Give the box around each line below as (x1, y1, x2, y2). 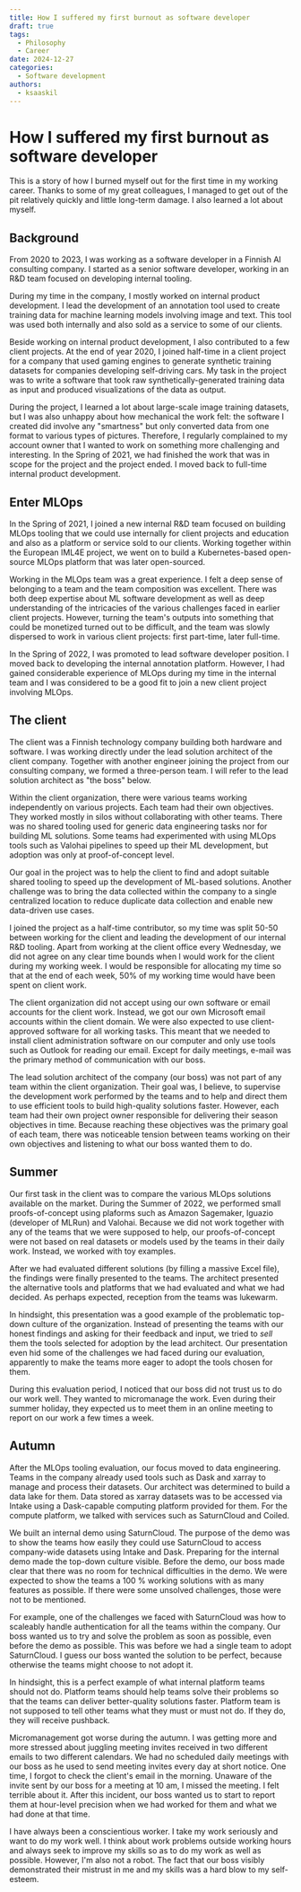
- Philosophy (17, 38, 66, 48)
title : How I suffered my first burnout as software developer (9, 13, 251, 22)
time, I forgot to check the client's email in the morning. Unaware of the (9, 1770, 272, 1781)
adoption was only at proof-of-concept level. (9, 849, 175, 860)
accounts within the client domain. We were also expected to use (9, 1016, 249, 1026)
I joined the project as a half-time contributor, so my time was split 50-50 (9, 922, 279, 933)
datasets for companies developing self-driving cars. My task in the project (9, 365, 287, 376)
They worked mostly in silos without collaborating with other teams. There (9, 811, 283, 822)
